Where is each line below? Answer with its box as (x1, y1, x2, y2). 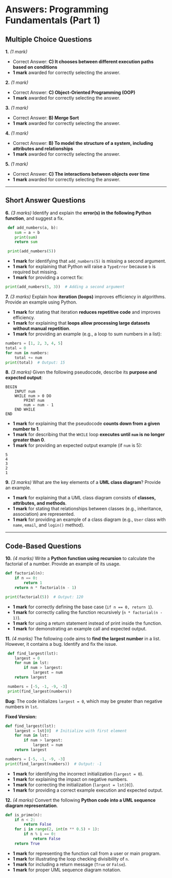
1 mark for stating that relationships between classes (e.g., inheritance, (12, 506, 163, 512)
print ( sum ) (14, 235, 38, 240)
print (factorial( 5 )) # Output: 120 (5, 594, 83, 600)
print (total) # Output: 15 (5, 360, 66, 365)
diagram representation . (5, 802, 58, 809)
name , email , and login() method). (12, 522, 84, 528)
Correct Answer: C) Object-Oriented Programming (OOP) (12, 89, 136, 96)
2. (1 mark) (5, 80, 29, 85)
